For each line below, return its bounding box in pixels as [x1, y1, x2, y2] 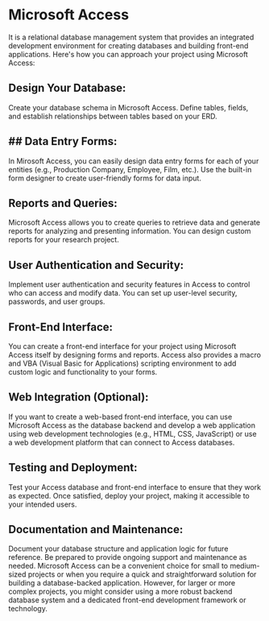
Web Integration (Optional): [8, 391, 149, 404]
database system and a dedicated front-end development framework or [8, 595, 246, 605]
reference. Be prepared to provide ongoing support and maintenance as [8, 553, 247, 562]
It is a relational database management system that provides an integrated [8, 32, 255, 42]
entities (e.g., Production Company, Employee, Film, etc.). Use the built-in [8, 164, 252, 174]
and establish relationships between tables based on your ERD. [8, 111, 217, 121]
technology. [8, 604, 48, 614]
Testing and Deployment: [8, 461, 139, 474]
